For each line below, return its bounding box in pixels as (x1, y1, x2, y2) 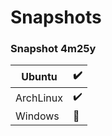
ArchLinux (15, 91, 63, 105)
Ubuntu (21, 69, 58, 83)
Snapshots (10, 6, 102, 29)
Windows (15, 109, 60, 123)
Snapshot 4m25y (10, 42, 97, 56)
